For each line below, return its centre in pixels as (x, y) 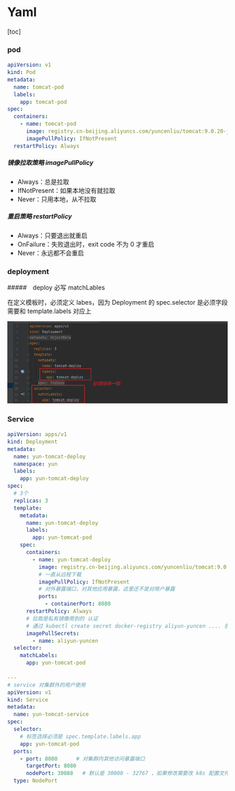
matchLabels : (39, 655)
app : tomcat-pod (44, 102)
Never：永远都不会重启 (51, 253)
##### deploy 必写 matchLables (56, 287)
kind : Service (28, 699)
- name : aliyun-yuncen (65, 641)
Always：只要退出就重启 (52, 235)
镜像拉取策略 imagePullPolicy (50, 163)
